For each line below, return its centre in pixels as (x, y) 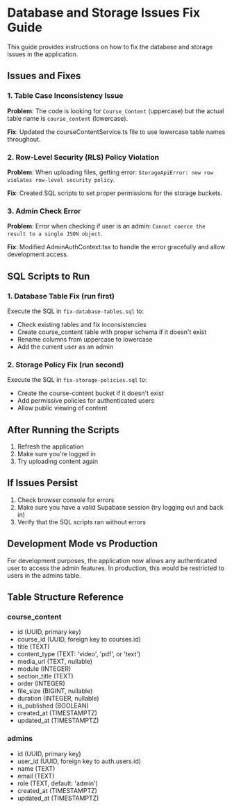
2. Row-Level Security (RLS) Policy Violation (83, 157)
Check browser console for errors (66, 500)
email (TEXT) (36, 776)
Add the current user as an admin (65, 347)
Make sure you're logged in (56, 454)
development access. (38, 254)
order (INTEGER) (41, 684)
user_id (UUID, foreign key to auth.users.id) (79, 761)
